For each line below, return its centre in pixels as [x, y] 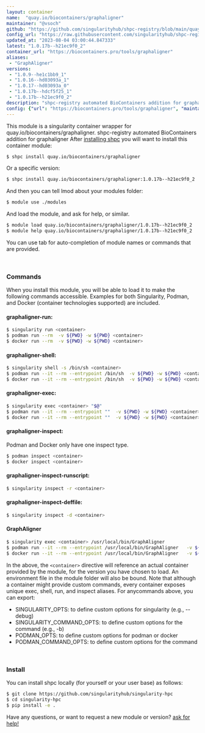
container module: [29, 145]
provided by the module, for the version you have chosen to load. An [92, 571]
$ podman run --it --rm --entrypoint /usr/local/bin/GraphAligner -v [99, 547]
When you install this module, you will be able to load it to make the [91, 290]
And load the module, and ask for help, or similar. [68, 214]
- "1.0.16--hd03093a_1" [39, 80]
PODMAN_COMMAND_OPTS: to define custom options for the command [106, 641]
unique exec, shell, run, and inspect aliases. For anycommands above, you [100, 591]
